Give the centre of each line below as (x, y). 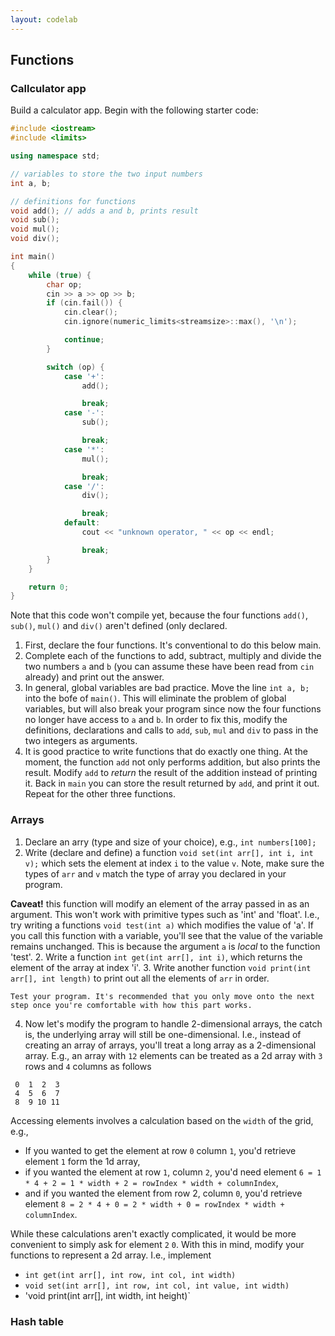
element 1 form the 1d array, (82, 1161)
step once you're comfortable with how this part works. (131, 1005)
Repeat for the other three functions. (100, 794)
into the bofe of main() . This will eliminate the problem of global (155, 698)
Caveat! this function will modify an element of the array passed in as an (160, 903)
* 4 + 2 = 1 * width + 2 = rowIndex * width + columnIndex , (151, 1182)
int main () (33, 257)
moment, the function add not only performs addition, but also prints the (172, 762)
